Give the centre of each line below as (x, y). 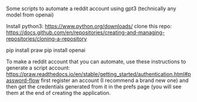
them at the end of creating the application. (59, 93)
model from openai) (30, 15)
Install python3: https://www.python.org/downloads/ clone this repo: (89, 26)
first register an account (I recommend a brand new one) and (115, 80)
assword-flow (23, 80)
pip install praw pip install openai (46, 50)
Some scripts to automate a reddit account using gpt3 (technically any (91, 9)
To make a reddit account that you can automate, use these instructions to (96, 62)
